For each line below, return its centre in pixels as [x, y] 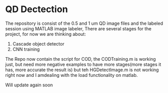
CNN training [26, 49]
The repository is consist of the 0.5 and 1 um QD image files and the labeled [84, 23]
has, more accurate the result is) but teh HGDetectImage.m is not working [82, 70]
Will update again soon [29, 85]
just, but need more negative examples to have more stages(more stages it [83, 64]
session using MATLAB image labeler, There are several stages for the [78, 28]
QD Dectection [37, 9]
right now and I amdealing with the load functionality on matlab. [72, 75]
